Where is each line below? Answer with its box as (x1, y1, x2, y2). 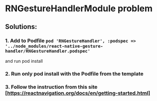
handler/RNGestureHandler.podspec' (5, 48, 91, 54)
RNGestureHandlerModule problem (5, 3, 153, 14)
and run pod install (5, 58, 43, 64)
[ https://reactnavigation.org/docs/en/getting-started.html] (5, 89, 151, 96)
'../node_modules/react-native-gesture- (5, 43, 103, 49)
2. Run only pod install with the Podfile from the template (5, 70, 144, 77)
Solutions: (5, 23, 37, 31)
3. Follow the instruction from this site (5, 83, 97, 90)
